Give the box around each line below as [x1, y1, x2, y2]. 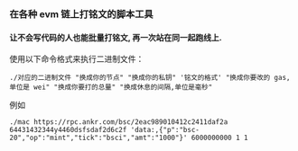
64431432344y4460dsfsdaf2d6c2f [9, 126, 127, 135]
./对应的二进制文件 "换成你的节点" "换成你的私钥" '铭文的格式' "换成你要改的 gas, [9, 74, 291, 83]
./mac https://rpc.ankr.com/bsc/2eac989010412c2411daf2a [9, 118, 228, 127]
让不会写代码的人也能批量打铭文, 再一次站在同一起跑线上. [9, 31, 223, 42]
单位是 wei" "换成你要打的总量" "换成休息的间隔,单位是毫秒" [9, 83, 213, 92]
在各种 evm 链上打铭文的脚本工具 [9, 7, 154, 20]
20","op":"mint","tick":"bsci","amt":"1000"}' [9, 133, 188, 143]
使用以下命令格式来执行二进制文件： [9, 54, 144, 65]
